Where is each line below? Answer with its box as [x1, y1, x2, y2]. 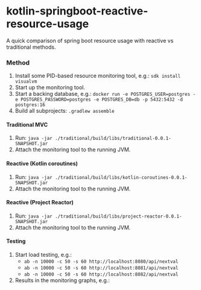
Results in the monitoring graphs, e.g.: [14, 277, 110, 284]
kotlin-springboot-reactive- [6, 4, 148, 18]
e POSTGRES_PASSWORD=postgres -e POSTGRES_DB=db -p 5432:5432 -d [14, 96, 183, 103]
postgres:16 [14, 102, 45, 108]
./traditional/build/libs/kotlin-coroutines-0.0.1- [54, 174, 188, 180]
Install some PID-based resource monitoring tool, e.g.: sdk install [14, 72, 181, 80]
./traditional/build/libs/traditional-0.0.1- [54, 136, 171, 142]
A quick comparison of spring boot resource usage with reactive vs [6, 37, 174, 44]
